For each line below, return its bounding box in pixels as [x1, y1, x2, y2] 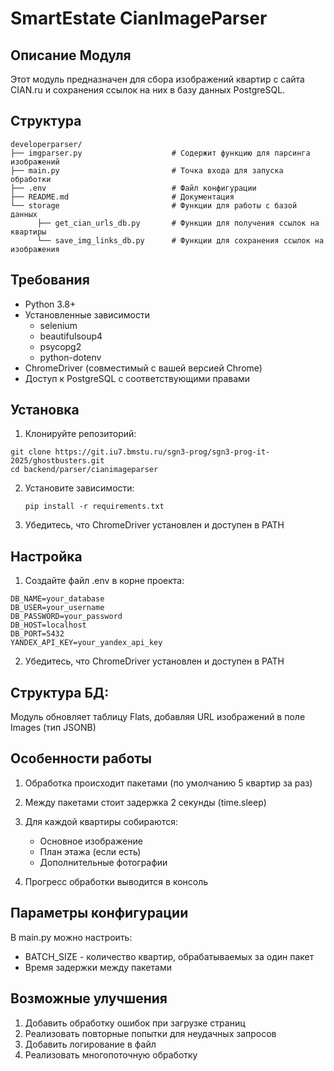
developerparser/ [10, 139, 83, 149]
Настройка [10, 548, 83, 565]
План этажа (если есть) [39, 845, 142, 857]
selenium [39, 319, 78, 331]
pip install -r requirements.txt [24, 502, 165, 512]
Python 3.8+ [24, 298, 77, 310]
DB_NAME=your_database [10, 594, 105, 604]
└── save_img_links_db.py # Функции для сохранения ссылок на [36, 235, 325, 246]
